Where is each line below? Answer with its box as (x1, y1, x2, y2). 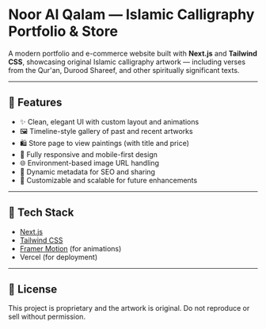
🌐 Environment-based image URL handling (19, 158, 160, 167)
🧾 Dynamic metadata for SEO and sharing (19, 166, 156, 176)
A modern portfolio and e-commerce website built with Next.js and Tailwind (8, 48, 257, 58)
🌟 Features (8, 96, 63, 109)
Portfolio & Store (8, 22, 119, 40)
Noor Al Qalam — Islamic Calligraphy (8, 6, 255, 24)
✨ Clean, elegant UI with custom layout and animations (19, 117, 199, 126)
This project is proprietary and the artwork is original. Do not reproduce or (8, 304, 250, 313)
